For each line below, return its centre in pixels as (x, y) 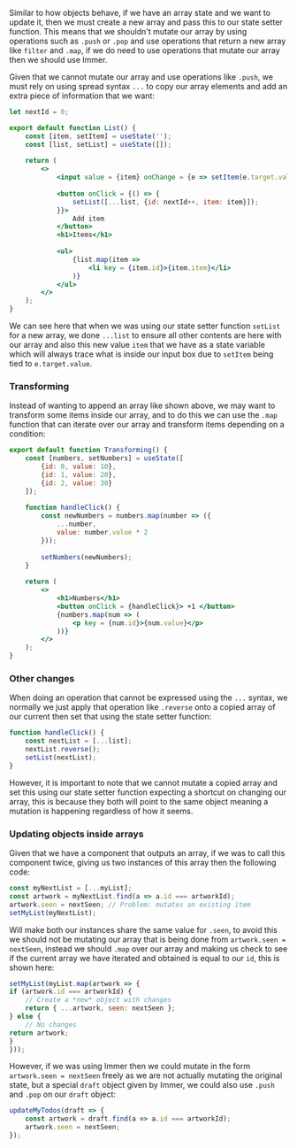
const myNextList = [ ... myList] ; (71, 889)
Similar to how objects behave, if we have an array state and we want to (140, 13)
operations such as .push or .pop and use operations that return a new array (148, 41)
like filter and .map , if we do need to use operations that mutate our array (145, 50)
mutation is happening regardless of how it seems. (101, 811)
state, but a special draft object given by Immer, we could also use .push (142, 1085)
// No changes (51, 1025)
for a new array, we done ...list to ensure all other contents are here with (145, 335)
